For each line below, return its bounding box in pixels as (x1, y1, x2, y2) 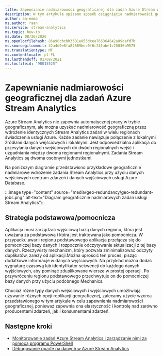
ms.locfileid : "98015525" (5, 61, 57, 66)
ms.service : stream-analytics (5, 25, 66, 30)
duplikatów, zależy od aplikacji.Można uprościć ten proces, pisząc (5, 252, 137, 258)
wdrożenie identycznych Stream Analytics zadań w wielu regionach (5, 129, 140, 135)
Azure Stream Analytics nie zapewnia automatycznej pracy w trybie (5, 119, 140, 125)
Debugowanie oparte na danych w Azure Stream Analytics (12, 345, 129, 351)
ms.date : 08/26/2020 (5, 34, 47, 39)
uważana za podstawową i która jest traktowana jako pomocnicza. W (5, 232, 143, 237)
